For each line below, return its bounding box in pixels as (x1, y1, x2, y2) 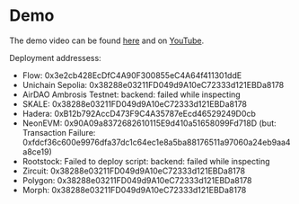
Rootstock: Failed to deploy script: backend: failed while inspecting (22, 155, 271, 166)
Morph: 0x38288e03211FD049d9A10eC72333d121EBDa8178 (22, 184, 247, 195)
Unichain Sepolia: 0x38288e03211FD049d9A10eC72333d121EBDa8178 (22, 79, 285, 90)
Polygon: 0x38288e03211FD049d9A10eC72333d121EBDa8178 (22, 174, 253, 185)
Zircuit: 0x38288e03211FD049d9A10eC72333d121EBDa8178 (22, 165, 245, 176)
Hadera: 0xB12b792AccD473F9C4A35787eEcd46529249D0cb (22, 108, 256, 119)
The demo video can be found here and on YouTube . (9, 35, 205, 46)
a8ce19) (22, 146, 52, 157)
